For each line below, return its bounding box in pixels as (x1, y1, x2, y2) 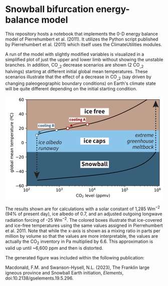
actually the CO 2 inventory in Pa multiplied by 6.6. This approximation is (5, 238, 153, 245)
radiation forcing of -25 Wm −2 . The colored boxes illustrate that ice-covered (5, 216, 162, 223)
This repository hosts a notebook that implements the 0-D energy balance (5, 31, 158, 37)
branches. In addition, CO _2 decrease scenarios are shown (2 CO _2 (5, 62, 144, 69)
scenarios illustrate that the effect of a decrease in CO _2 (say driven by (5, 74, 151, 81)
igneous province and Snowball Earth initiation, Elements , (5, 269, 124, 275)
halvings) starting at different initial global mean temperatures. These (5, 68, 148, 74)
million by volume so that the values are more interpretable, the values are (5, 233, 158, 239)
